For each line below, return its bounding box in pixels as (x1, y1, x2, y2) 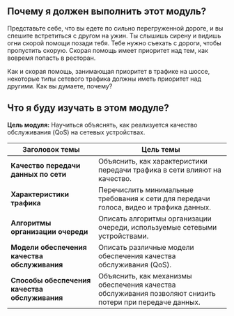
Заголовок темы (22, 144, 80, 154)
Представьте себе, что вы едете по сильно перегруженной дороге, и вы (7, 24, 224, 32)
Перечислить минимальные (98, 184, 194, 194)
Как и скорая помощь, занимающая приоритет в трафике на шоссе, (7, 67, 210, 75)
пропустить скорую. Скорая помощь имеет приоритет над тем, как (7, 46, 209, 54)
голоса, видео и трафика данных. (98, 202, 211, 212)
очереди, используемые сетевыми (98, 222, 217, 232)
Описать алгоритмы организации (98, 214, 212, 223)
